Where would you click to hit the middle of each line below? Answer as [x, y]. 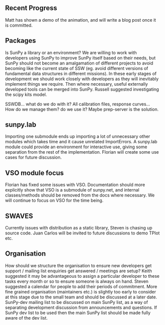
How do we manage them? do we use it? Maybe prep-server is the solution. [82, 109]
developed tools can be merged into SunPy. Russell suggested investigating [82, 89]
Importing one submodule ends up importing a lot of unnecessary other [78, 136]
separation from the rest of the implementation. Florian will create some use [82, 152]
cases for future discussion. [33, 158]
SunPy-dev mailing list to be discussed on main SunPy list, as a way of [77, 302]
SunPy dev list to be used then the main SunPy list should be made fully [78, 313]
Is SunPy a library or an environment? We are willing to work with [71, 52]
